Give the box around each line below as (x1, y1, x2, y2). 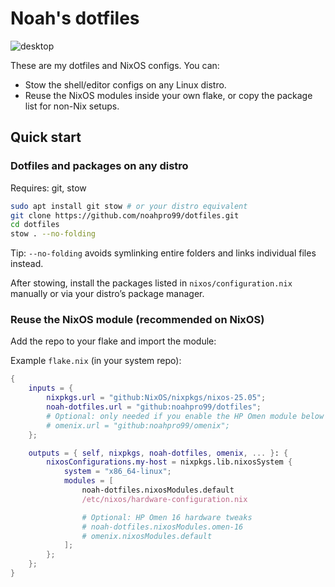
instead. (10, 258, 44, 270)
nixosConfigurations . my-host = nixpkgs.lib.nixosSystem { (46, 457, 293, 467)
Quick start (10, 129, 82, 146)
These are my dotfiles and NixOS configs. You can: (10, 59, 220, 71)
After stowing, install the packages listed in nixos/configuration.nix (10, 277, 293, 289)
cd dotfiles (10, 220, 60, 230)
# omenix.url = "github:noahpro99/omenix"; (46, 420, 230, 431)
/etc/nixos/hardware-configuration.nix (81, 494, 248, 504)
